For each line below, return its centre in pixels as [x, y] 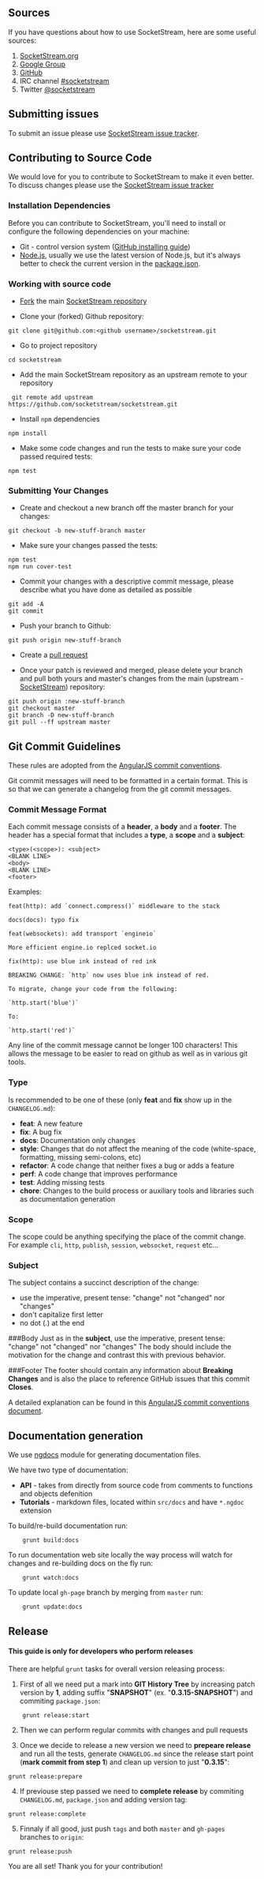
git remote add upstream [52, 398]
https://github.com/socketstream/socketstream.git [93, 405]
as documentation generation [67, 1198]
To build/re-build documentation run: [68, 1526]
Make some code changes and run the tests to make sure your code [130, 448]
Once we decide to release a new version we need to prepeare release [135, 1745]
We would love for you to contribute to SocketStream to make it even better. [131, 177]
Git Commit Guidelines [65, 746]
